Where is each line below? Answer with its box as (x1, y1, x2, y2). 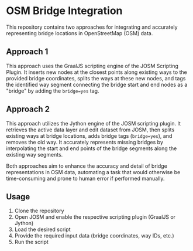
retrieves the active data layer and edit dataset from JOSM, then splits (6, 126, 175, 133)
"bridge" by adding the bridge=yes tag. (6, 87, 99, 94)
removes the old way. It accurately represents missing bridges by (6, 138, 164, 145)
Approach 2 (6, 104, 50, 114)
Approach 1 (6, 47, 49, 57)
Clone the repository (14, 207, 64, 215)
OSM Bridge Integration (6, 4, 123, 18)
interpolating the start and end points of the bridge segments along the (6, 145, 177, 152)
